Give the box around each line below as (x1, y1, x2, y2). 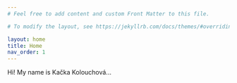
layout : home (7, 36, 46, 43)
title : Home (7, 42, 42, 49)
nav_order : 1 (7, 49, 46, 56)
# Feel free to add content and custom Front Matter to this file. (7, 10, 210, 18)
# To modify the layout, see (7, 23, 93, 30)
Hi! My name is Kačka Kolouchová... (7, 68, 111, 77)
